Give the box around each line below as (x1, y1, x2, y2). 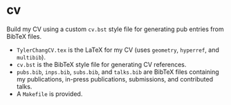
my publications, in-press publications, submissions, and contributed (16, 75, 214, 83)
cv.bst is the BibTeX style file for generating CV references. (16, 60, 187, 68)
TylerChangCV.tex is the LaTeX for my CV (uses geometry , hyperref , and (16, 46, 219, 54)
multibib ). (16, 52, 46, 61)
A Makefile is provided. (16, 89, 83, 98)
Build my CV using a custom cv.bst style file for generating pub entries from (6, 25, 224, 33)
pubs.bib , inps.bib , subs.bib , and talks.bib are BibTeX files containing (16, 68, 219, 76)
